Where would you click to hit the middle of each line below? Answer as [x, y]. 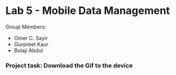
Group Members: [26, 27]
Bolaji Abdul [28, 50]
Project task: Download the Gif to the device [69, 65]
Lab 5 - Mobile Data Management [88, 11]
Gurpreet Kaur [31, 44]
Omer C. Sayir [31, 38]
